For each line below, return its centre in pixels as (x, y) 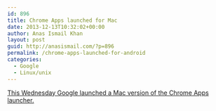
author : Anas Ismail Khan (45, 33)
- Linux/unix (33, 72)
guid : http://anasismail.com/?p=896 (61, 46)
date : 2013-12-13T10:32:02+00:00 (56, 27)
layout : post (26, 40)
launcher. (21, 100)
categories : (25, 60)
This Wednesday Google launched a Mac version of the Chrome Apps (108, 93)
